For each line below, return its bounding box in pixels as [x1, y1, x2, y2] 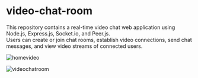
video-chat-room [6, 4, 93, 18]
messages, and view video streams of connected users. [6, 43, 143, 50]
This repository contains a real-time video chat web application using [6, 24, 175, 31]
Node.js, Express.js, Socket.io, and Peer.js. [6, 30, 111, 37]
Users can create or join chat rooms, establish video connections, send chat [6, 36, 193, 43]
